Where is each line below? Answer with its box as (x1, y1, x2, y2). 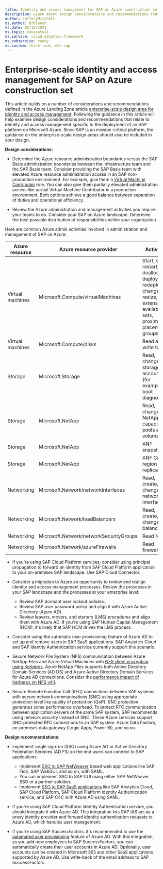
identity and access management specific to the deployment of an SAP (5, 121, 147, 127)
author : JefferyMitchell (5, 16, 55, 21)
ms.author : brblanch (5, 20, 47, 26)
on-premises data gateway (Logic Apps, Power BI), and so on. (12, 724, 136, 731)
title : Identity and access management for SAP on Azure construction (5, 7, 151, 12)
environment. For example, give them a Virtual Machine (35, 176, 146, 182)
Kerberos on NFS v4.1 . (12, 679, 57, 685)
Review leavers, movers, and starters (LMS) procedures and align (19, 614, 150, 619)
